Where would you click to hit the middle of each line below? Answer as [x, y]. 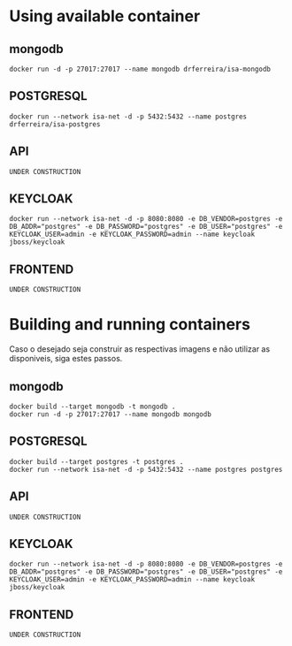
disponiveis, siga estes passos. [66, 359]
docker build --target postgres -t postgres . [96, 461]
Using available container [105, 16]
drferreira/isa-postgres [55, 124]
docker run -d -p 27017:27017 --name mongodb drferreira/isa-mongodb [140, 69]
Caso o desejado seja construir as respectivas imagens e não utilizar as [140, 349]
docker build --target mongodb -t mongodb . [92, 407]
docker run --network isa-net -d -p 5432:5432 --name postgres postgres [146, 469]
